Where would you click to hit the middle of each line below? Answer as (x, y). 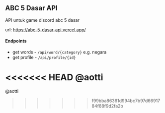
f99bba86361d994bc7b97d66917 (126, 101)
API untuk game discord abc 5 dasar (42, 20)
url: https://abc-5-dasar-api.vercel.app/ (45, 30)
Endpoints (16, 41)
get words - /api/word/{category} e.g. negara (59, 52)
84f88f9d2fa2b (107, 106)
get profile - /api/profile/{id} (44, 57)
